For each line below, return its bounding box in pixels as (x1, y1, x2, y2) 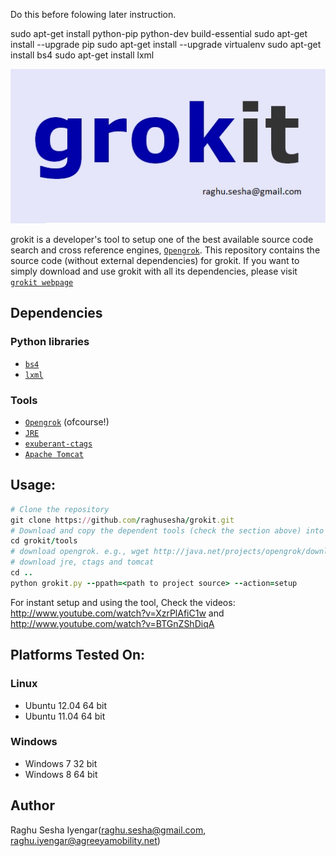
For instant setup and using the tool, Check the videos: (10, 596, 236, 608)
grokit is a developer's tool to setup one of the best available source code (10, 234, 314, 246)
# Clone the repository (10, 504, 110, 514)
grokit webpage (10, 278, 74, 288)
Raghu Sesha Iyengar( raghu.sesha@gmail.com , (10, 824, 207, 836)
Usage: (10, 477, 57, 494)
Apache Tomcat (24, 450, 84, 460)
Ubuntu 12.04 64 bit (24, 699, 108, 711)
